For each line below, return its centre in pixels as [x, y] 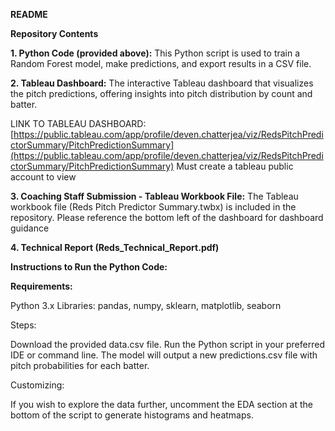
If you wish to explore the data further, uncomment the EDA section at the [162, 404]
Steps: [23, 325]
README [29, 14]
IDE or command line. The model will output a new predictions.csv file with [164, 355]
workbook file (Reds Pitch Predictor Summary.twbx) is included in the [153, 207]
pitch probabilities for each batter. [80, 365]
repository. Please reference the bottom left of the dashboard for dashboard [167, 217]
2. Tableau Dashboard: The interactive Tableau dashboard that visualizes [162, 83]
